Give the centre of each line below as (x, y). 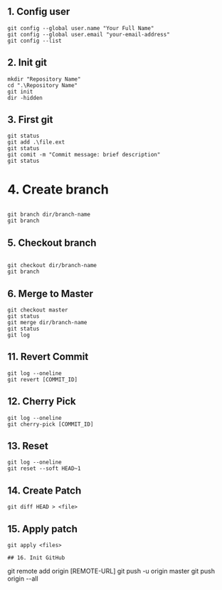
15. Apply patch (43, 529)
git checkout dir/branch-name (52, 266)
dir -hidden (25, 98)
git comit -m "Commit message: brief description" (84, 155)
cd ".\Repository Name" (43, 85)
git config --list (35, 41)
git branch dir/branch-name (49, 215)
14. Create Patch (44, 490)
